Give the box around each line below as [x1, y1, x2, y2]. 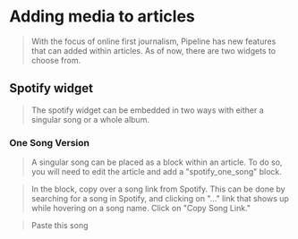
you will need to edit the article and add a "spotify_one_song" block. [30, 166, 282, 177]
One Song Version [9, 136, 89, 149]
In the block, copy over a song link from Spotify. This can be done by [30, 184, 285, 194]
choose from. [30, 55, 81, 65]
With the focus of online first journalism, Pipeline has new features [30, 36, 277, 47]
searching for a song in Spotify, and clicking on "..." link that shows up [30, 193, 289, 204]
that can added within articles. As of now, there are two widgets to [30, 45, 277, 55]
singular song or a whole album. [30, 114, 150, 124]
